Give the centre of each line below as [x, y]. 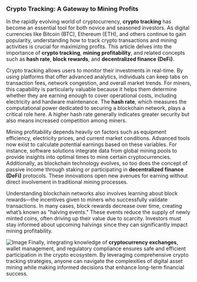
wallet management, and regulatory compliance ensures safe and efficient [96, 248]
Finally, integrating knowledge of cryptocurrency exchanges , [103, 243]
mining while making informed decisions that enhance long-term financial [95, 267]
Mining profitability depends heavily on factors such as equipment [86, 132]
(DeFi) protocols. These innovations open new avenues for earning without [97, 176]
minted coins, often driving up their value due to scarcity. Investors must [94, 218]
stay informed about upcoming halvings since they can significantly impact [97, 225]
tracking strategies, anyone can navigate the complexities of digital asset [95, 261]
